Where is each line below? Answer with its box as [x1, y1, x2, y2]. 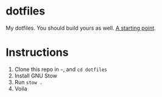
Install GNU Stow [14, 72, 57, 79]
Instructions [5, 45, 69, 59]
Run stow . [14, 78, 43, 85]
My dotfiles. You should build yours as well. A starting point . [5, 24, 156, 32]
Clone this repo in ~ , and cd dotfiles [14, 65, 108, 73]
